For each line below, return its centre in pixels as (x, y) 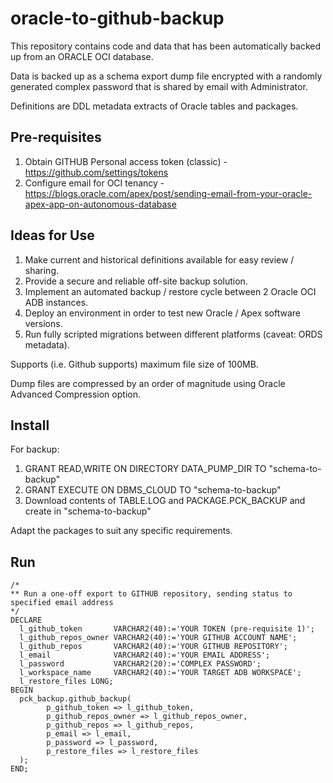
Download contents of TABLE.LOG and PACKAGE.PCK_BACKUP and (165, 501)
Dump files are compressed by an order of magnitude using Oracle (148, 383)
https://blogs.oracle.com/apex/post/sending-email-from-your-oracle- (168, 193)
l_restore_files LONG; (66, 682)
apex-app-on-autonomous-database (100, 204)
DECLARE (26, 620)
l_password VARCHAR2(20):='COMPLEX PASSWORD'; (140, 664)
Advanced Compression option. (75, 394)
